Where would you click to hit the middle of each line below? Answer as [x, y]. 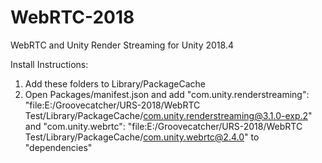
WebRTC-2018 [72, 17]
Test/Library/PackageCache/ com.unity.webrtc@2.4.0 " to [142, 137]
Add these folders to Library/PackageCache [115, 83]
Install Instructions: [49, 64]
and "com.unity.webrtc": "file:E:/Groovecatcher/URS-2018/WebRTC [163, 126]
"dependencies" [58, 147]
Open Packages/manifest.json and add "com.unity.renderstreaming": [167, 94]
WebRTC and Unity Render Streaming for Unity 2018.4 [122, 45]
